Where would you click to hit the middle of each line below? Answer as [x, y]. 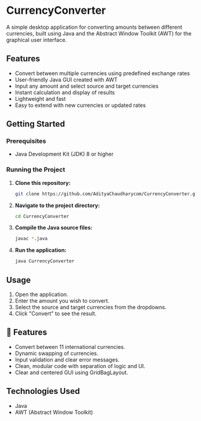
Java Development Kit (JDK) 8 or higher [64, 154]
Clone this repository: [43, 183]
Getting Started [36, 124]
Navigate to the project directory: [57, 205]
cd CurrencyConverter [42, 216]
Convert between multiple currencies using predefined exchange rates [102, 73]
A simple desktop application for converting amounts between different [94, 27]
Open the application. [41, 294]
